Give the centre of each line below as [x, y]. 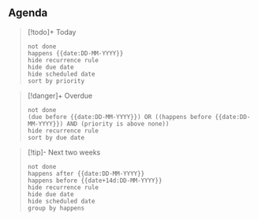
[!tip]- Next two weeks [64, 152]
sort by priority [56, 81]
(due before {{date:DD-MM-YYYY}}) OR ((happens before [120, 117]
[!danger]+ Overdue [60, 95]
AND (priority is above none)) [118, 124]
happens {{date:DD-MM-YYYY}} [75, 53]
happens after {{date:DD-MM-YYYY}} [86, 173]
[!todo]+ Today [52, 32]
